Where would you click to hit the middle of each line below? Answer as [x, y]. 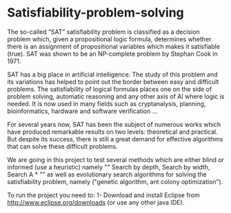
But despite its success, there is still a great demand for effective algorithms [115, 139]
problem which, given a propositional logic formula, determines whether [109, 39]
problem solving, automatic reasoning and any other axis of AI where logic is [116, 96]
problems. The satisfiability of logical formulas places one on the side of [110, 89]
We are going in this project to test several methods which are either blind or [115, 159]
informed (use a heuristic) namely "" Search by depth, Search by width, [109, 167]
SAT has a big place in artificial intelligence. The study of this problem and [112, 74]
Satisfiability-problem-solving [96, 13]
